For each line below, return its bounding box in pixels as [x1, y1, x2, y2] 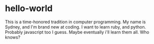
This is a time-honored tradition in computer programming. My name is [5, 19, 146, 25]
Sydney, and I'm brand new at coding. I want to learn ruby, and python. [5, 24, 146, 29]
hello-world [5, 3, 53, 14]
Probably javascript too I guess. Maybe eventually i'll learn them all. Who [5, 29, 150, 35]
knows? [5, 34, 21, 40]
